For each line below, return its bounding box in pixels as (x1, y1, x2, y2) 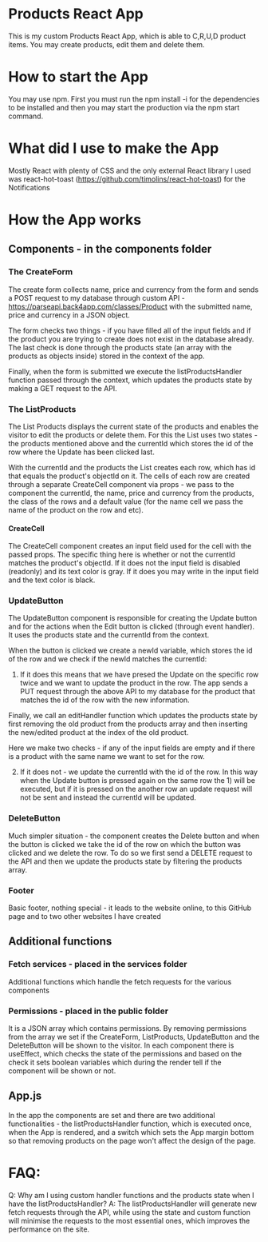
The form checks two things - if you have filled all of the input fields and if (8, 325, 251, 335)
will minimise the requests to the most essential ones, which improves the (8, 1216, 250, 1225)
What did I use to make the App (8, 139, 219, 158)
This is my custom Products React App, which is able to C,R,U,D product (8, 31, 246, 41)
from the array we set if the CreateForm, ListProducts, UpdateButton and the (8, 1032, 260, 1042)
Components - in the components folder (8, 242, 212, 256)
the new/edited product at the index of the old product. (8, 728, 189, 737)
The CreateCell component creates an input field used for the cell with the (8, 541, 252, 551)
